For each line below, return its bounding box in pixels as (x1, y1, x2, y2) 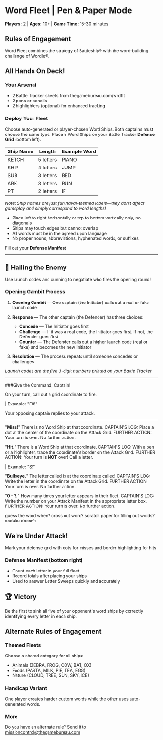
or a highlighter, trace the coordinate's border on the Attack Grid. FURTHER (5, 449, 156, 455)
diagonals (12, 220, 32, 226)
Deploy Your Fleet (5, 115, 48, 122)
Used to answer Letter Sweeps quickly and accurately (12, 578, 120, 584)
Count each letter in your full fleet (12, 568, 80, 573)
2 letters (38, 187, 57, 194)
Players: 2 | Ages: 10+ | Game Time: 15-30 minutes (5, 21, 109, 27)
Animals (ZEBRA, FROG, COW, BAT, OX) (12, 662, 92, 668)
